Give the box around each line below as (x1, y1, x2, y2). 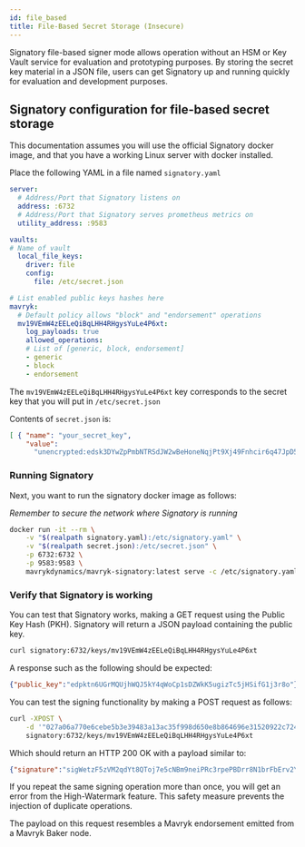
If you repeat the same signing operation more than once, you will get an (9, 782, 281, 793)
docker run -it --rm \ (9, 525, 95, 534)
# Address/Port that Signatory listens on (17, 193, 181, 202)
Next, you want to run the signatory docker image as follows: (9, 489, 238, 500)
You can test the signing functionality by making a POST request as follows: (9, 696, 292, 707)
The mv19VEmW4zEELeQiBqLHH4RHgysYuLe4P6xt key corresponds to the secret (9, 386, 288, 397)
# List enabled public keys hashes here (9, 293, 165, 302)
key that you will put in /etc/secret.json (9, 396, 161, 407)
